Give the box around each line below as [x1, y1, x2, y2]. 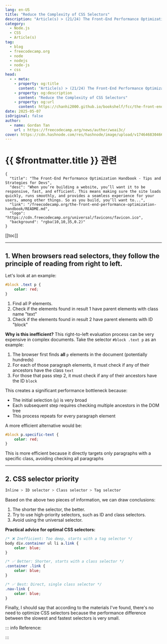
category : [5, 21, 26, 26]
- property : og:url [14, 100, 55, 105]
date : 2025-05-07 [5, 109, 41, 114]
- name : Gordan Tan [9, 123, 50, 128]
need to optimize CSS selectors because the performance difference [5, 610, 146, 616]
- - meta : [9, 77, 30, 81]
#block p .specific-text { [5, 432, 59, 437]
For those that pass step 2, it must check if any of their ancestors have [12, 372, 157, 378]
